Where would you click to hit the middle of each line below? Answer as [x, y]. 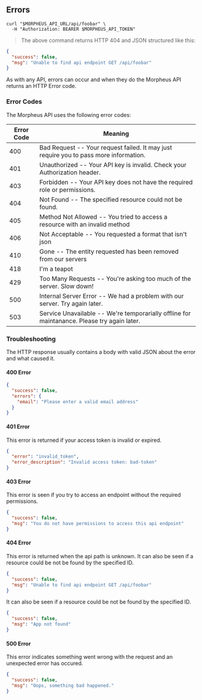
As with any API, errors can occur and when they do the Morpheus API [94, 80]
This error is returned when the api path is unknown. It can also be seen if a [100, 556]
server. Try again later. [71, 303]
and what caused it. [31, 358]
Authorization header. [70, 172]
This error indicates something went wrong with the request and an [90, 657]
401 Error [18, 426]
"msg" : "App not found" [41, 624]
